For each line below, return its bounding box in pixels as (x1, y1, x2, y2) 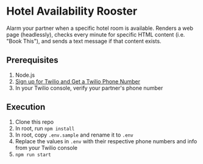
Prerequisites (6, 55, 59, 65)
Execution (6, 102, 46, 112)
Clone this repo (15, 118, 54, 126)
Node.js (15, 71, 35, 79)
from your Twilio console (15, 144, 78, 151)
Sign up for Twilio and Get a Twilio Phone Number (15, 77, 141, 85)
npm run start (15, 151, 51, 158)
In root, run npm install (15, 124, 75, 132)
